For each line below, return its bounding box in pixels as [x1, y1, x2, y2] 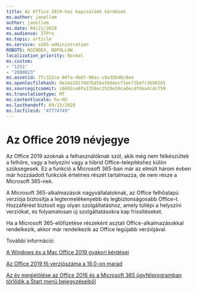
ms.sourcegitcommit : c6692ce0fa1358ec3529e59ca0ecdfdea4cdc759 [6, 86, 166, 92]
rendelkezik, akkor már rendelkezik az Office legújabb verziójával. [6, 226, 167, 233]
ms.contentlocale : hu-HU [6, 96, 68, 102]
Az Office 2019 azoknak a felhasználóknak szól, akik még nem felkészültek [6, 153, 189, 160]
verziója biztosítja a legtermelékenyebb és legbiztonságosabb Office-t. [6, 196, 179, 203]
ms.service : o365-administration [6, 42, 89, 48]
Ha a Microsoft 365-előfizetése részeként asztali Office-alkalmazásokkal [6, 219, 184, 227]
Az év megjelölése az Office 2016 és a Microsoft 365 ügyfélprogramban [6, 271, 182, 279]
